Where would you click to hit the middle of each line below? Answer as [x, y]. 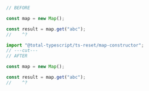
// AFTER [17, 56]
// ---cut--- [22, 50]
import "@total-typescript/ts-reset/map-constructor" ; [75, 45]
